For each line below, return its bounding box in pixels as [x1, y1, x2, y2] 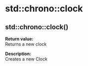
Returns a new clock [5, 41, 47, 47]
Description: [5, 51, 31, 57]
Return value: [5, 36, 34, 42]
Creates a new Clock [5, 56, 48, 62]
